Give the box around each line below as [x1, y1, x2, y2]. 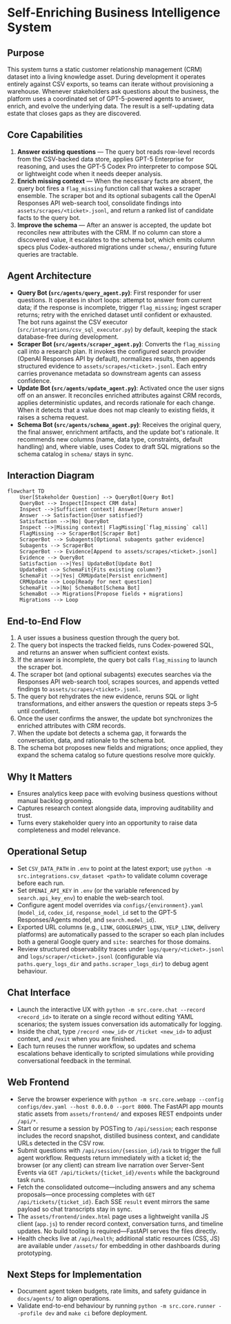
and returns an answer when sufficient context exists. [17, 649, 170, 657]
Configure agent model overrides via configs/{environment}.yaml [17, 900, 203, 909]
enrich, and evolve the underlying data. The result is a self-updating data [7, 102, 214, 110]
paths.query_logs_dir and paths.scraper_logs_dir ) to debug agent [17, 959, 209, 967]
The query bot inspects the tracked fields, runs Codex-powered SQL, [17, 641, 214, 649]
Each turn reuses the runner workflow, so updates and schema [17, 1042, 197, 1050]
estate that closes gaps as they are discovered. [7, 109, 141, 117]
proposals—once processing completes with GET [17, 1190, 155, 1198]
